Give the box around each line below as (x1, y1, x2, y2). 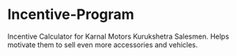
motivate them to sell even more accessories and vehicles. (7, 39, 198, 49)
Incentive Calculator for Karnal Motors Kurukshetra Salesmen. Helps (7, 32, 230, 41)
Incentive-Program (7, 6, 135, 24)
